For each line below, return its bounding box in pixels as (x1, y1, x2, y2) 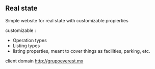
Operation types (12, 37, 47, 43)
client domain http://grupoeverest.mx (5, 58, 84, 64)
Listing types (12, 43, 40, 49)
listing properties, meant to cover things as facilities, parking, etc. (12, 48, 150, 54)
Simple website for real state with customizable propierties (5, 17, 128, 23)
